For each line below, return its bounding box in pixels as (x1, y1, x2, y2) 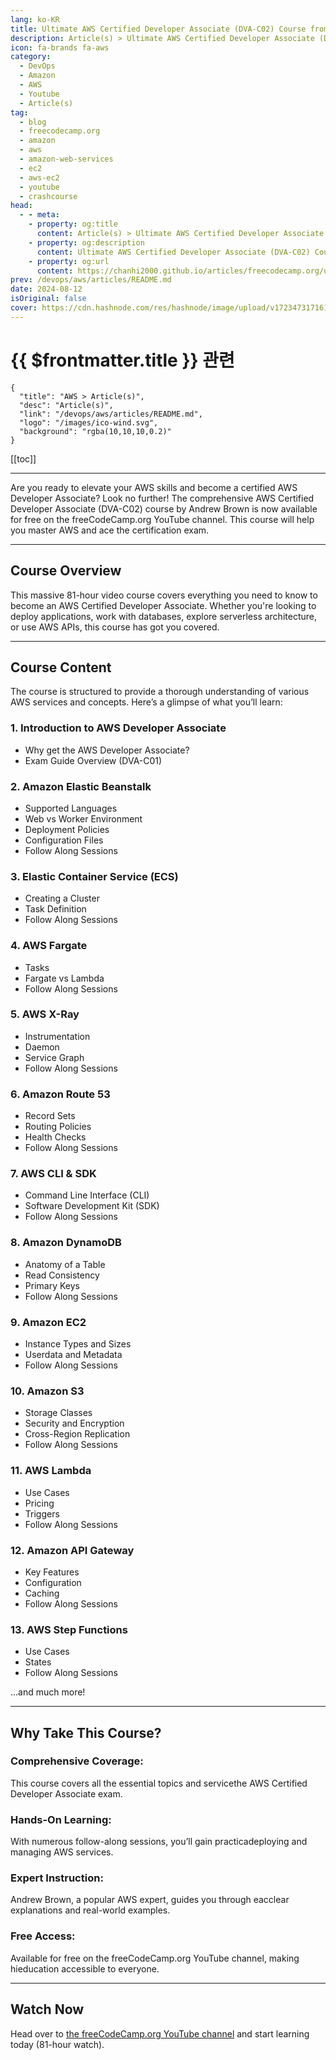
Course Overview (10, 562, 122, 580)
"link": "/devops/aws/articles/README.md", (19, 409, 203, 419)
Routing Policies (24, 1121, 92, 1133)
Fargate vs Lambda (24, 972, 105, 984)
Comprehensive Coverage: (10, 1754, 144, 1768)
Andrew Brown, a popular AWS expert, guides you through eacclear (10, 1894, 290, 1906)
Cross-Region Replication (24, 1428, 131, 1440)
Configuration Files (24, 834, 104, 846)
